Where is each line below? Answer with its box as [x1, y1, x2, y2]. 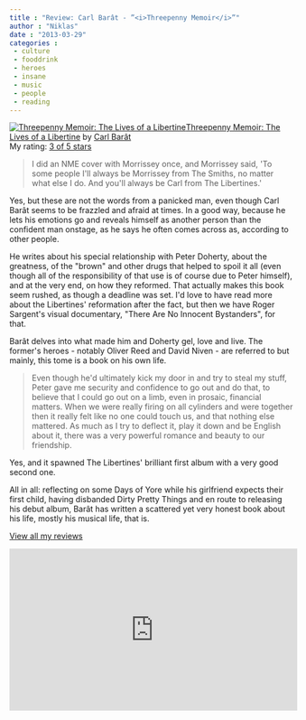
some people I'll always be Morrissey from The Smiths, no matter [31, 168, 274, 179]
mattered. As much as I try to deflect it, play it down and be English [31, 421, 282, 432]
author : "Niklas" [9, 22, 79, 31]
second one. [9, 467, 56, 478]
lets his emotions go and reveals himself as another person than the [9, 214, 262, 226]
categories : [9, 38, 59, 48]
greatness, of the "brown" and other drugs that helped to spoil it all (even [9, 261, 282, 272]
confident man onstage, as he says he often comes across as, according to [9, 224, 289, 235]
